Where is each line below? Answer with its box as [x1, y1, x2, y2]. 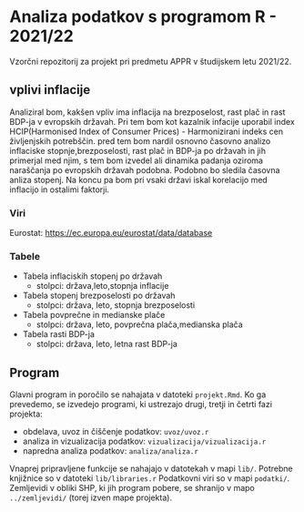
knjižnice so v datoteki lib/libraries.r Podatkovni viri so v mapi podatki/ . [9, 473, 290, 484]
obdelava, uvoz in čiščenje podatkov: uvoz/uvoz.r [22, 426, 209, 437]
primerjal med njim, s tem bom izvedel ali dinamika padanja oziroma [9, 155, 264, 166]
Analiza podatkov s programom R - [9, 6, 278, 27]
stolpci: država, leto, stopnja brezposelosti [35, 300, 196, 311]
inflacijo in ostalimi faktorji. [9, 184, 110, 195]
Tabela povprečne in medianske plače [22, 310, 166, 321]
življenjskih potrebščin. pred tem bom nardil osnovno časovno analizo [9, 135, 271, 147]
